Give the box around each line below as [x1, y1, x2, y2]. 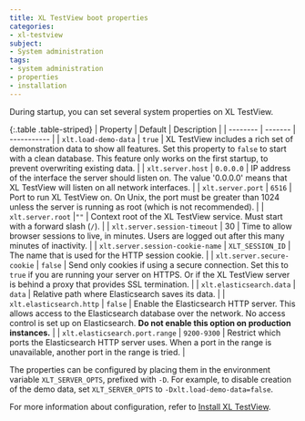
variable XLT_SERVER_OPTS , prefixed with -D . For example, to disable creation [9, 374, 291, 385]
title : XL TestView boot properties [9, 13, 148, 23]
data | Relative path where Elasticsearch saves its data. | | [9, 288, 226, 299]
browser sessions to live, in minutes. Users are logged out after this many [9, 230, 285, 241]
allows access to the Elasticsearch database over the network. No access [9, 307, 286, 319]
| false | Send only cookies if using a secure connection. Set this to [36, 259, 289, 270]
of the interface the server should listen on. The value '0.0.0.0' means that [9, 172, 288, 183]
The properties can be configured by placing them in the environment [9, 364, 271, 375]
